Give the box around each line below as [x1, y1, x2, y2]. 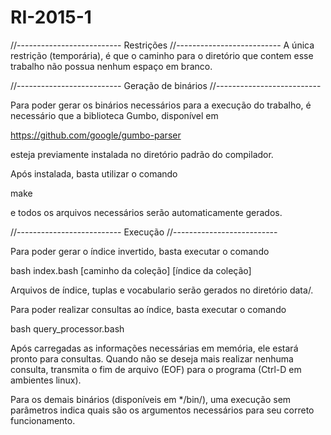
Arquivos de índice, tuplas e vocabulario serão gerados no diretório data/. [10, 284, 314, 296]
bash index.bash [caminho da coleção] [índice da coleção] [10, 264, 252, 276]
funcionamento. [10, 414, 76, 426]
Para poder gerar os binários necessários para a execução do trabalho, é [10, 99, 312, 111]
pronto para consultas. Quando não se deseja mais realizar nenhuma [10, 352, 294, 365]
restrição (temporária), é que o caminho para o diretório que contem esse [10, 49, 314, 61]
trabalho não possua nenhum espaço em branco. [10, 60, 213, 72]
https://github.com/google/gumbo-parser [10, 129, 182, 141]
